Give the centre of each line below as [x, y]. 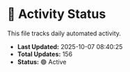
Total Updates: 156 [45, 54]
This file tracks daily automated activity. [64, 33]
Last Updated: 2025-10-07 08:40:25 [70, 46]
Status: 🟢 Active [42, 62]
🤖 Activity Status [57, 14]
